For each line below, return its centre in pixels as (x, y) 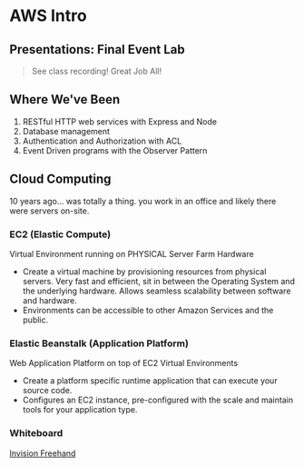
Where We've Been (65, 99)
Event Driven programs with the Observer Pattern (115, 150)
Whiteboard (36, 433)
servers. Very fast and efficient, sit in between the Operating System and (158, 281)
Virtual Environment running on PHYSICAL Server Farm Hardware (132, 253)
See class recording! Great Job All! (96, 71)
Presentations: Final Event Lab (98, 50)
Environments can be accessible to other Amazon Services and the (148, 310)
